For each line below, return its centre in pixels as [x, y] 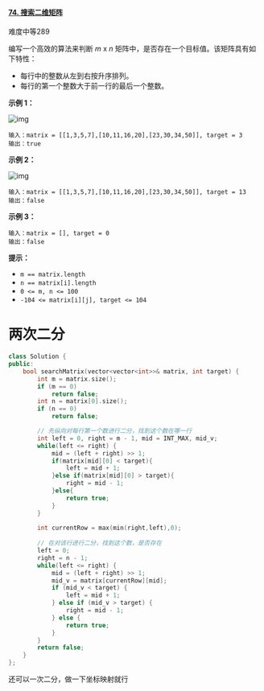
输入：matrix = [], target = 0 [59, 233]
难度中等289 [29, 31]
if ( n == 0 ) [58, 409]
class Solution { [37, 357]
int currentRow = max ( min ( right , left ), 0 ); [109, 528]
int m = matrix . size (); [77, 379]
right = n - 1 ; [63, 558]
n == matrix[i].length [58, 283]
